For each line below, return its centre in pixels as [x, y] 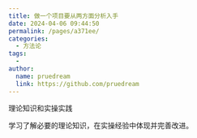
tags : [17, 54]
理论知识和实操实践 [41, 108]
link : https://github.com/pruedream [77, 84]
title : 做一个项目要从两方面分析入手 [64, 16]
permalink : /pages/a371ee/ [54, 31]
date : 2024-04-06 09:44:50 [54, 24]
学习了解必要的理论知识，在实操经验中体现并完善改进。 [101, 125]
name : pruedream [43, 76]
